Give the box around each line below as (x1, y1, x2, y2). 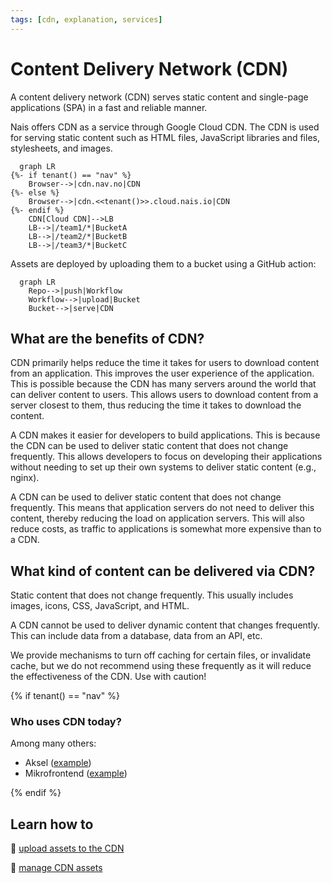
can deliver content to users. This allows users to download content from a (10, 389, 319, 401)
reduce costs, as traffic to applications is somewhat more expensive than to (10, 523, 322, 535)
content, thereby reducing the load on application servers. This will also (10, 512, 305, 525)
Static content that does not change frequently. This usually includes (10, 589, 294, 601)
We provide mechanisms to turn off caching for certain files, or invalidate (10, 649, 312, 661)
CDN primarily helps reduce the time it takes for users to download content (10, 357, 320, 369)
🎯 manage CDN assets (10, 862, 103, 874)
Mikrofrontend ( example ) (24, 767, 128, 780)
